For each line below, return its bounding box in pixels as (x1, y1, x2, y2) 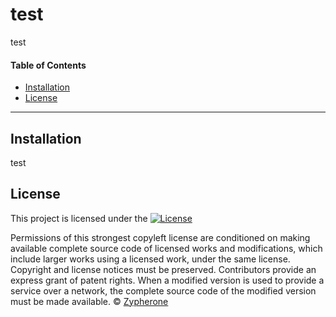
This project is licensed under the (10, 212, 148, 224)
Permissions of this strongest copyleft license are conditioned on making (10, 231, 311, 243)
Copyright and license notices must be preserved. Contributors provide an (10, 263, 317, 275)
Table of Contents (10, 59, 87, 71)
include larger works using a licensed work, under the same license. (10, 253, 291, 265)
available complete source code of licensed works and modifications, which (10, 242, 323, 254)
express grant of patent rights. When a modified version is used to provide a (10, 274, 325, 286)
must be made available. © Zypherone (10, 295, 169, 307)
